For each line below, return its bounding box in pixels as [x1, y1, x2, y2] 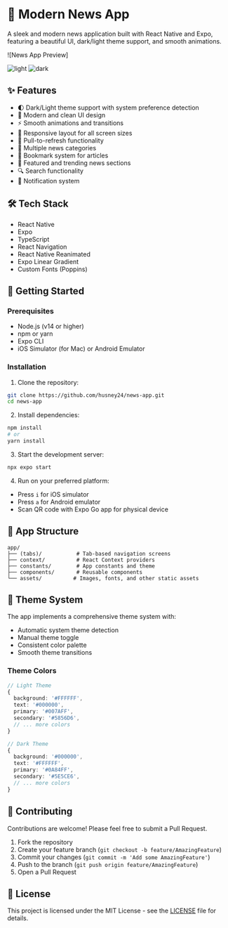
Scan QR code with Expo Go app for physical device [17, 505, 168, 514]
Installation [7, 362, 47, 372]
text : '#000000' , [13, 702, 65, 709]
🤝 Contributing [7, 806, 73, 818]
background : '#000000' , [13, 753, 83, 761]
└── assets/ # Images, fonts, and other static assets [7, 575, 199, 582]
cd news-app [7, 398, 42, 405]
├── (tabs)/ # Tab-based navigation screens [7, 550, 171, 557]
